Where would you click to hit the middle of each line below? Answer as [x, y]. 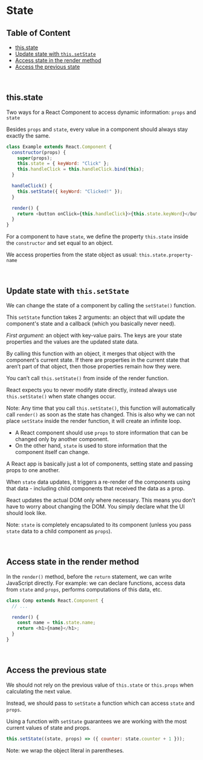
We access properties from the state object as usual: [72, 255]
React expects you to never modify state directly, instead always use [92, 390]
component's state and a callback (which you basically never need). [91, 324]
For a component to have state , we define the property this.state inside [97, 236]
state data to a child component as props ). [59, 531]
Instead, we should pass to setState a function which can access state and [101, 703]
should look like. [27, 513]
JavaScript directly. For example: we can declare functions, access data [96, 583]
